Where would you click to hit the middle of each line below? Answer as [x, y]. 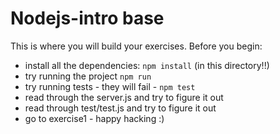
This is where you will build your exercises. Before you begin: [136, 46]
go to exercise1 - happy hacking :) [94, 118]
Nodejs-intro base [87, 18]
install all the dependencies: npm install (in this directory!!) [147, 65]
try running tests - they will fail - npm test [110, 86]
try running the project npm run [88, 76]
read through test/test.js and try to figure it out [120, 108]
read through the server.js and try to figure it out [124, 97]
